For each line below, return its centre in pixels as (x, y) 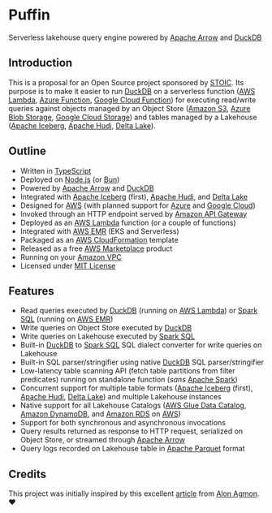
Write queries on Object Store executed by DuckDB (106, 328)
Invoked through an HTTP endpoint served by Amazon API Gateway (134, 213)
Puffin (29, 15)
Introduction (41, 63)
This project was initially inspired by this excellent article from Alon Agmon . (134, 494)
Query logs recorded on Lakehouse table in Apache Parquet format (132, 449)
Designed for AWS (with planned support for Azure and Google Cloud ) (138, 205)
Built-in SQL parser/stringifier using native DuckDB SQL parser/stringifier (142, 362)
